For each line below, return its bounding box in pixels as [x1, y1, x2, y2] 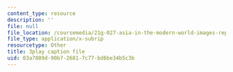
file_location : [7, 29, 51, 36]
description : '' [7, 16, 54, 23]
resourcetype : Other [7, 42, 67, 49]
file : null [7, 23, 39, 29]
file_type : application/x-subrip [7, 36, 104, 43]
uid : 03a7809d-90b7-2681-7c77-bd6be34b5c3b [7, 55, 135, 62]
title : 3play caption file [7, 49, 85, 56]
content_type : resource [7, 10, 76, 17]
